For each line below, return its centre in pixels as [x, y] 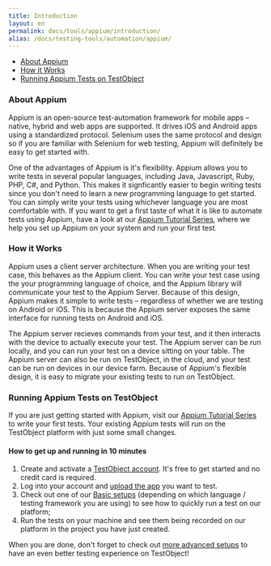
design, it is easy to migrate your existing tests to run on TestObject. [122, 377]
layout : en [27, 23]
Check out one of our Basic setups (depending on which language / [133, 495]
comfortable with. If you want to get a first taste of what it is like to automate [135, 211]
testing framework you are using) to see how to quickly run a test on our [140, 504]
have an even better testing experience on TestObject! [99, 553]
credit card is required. [58, 478]
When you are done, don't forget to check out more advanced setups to [128, 545]
